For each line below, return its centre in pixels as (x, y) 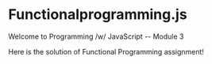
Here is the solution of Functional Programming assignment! (106, 51)
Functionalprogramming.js (98, 15)
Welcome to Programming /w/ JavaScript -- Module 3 (96, 36)
